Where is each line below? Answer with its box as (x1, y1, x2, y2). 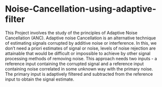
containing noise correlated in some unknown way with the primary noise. (5, 66, 153, 71)
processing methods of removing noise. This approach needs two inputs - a (5, 55, 157, 61)
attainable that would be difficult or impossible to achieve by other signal (5, 50, 151, 56)
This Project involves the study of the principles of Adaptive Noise (5, 30, 138, 35)
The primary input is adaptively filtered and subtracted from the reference (5, 71, 153, 77)
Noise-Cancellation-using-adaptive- (5, 3, 157, 15)
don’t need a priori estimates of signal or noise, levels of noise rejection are (5, 45, 156, 51)
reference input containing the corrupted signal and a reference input (5, 61, 144, 67)
